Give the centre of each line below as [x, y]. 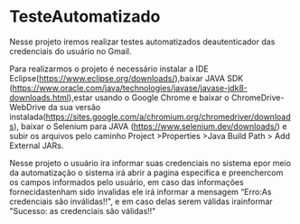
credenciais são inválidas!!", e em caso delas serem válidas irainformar [141, 201]
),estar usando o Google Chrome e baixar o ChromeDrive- [176, 98]
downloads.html [39, 98]
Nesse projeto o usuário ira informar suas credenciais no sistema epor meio [150, 163]
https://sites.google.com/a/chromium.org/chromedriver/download [168, 117]
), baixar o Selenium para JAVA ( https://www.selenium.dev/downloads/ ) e [150, 126]
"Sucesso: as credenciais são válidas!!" [83, 210]
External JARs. [37, 145]
